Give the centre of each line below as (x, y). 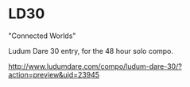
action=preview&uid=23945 (54, 74)
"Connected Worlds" (42, 36)
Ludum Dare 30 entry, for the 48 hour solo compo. (91, 51)
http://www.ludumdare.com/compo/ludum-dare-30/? (95, 66)
